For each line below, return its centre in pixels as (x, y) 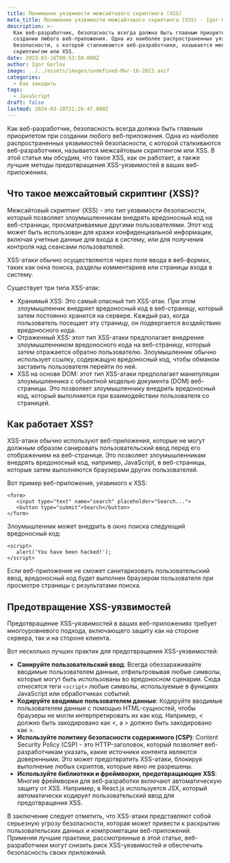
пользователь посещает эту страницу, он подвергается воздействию (119, 323)
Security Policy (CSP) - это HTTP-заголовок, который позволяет (110, 745)
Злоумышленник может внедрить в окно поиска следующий (96, 526)
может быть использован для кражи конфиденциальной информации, (110, 232)
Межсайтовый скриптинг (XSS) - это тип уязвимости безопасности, (107, 210)
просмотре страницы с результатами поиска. (74, 586)
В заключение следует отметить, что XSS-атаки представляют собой (109, 816)
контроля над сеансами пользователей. (66, 247)
